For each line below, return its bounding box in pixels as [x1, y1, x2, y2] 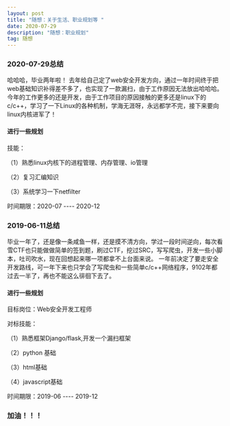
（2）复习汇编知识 [7, 172, 60, 181]
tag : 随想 [7, 36, 33, 42]
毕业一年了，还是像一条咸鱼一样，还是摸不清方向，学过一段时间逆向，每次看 [7, 237, 223, 245]
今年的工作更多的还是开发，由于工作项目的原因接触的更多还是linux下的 [7, 93, 207, 101]
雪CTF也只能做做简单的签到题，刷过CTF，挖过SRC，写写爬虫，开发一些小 [7, 245, 217, 254]
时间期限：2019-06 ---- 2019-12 [7, 392, 98, 401]
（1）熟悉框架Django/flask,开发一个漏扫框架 [7, 334, 131, 343]
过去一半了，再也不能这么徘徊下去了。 [7, 271, 115, 280]
